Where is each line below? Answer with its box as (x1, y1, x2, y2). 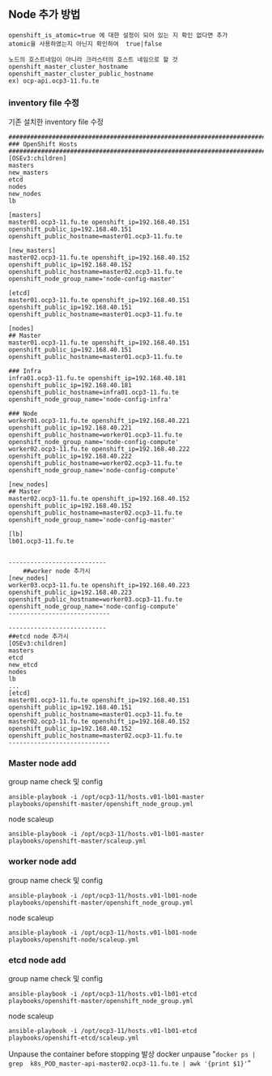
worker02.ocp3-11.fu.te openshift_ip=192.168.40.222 (8, 445, 190, 454)
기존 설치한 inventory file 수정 (8, 117, 104, 127)
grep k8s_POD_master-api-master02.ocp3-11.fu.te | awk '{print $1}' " (8, 1058, 252, 1068)
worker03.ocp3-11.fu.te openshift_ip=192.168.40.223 (8, 582, 190, 590)
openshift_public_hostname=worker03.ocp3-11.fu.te (8, 596, 183, 604)
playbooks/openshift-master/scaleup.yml (8, 837, 147, 845)
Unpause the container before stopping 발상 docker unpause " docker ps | (8, 1049, 257, 1059)
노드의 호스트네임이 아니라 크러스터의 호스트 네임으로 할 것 (8, 55, 178, 63)
